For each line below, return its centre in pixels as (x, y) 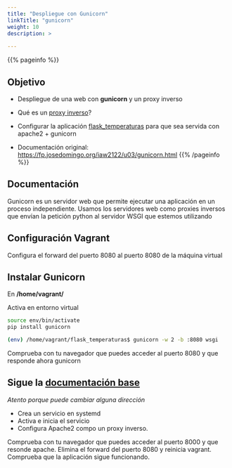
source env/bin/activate (44, 320)
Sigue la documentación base (74, 383)
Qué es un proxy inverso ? (54, 112)
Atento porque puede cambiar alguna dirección (76, 399)
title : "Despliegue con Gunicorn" (58, 14)
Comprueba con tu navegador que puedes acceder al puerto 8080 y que (113, 353)
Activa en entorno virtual (43, 308)
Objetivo (26, 82)
